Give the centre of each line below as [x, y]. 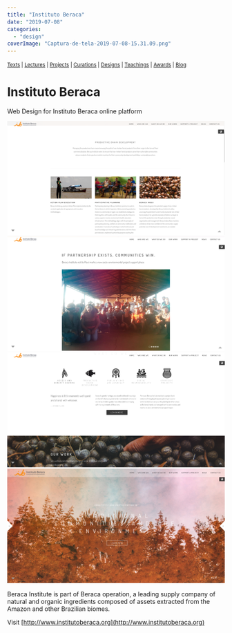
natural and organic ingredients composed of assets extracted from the [109, 602]
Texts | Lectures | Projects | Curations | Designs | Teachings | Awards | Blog [97, 65]
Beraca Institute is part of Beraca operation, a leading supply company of [112, 594]
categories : [24, 29]
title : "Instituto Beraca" [46, 15]
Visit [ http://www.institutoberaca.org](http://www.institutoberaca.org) [106, 623]
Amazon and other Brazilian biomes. [59, 609]
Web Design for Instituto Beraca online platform [75, 111]
